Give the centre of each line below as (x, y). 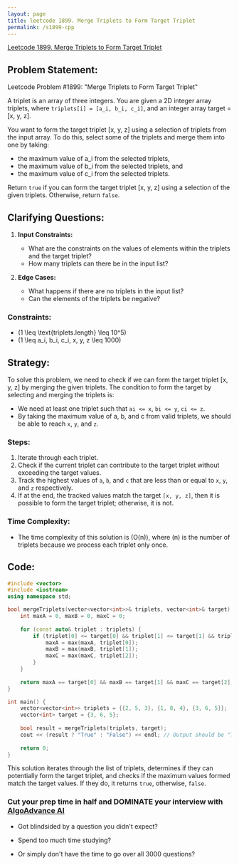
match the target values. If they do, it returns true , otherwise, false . (107, 783)
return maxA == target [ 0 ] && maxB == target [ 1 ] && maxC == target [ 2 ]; (127, 682)
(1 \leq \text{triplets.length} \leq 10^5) (72, 332)
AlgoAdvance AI (36, 811)
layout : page (27, 14)
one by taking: (28, 145)
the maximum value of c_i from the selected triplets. (94, 174)
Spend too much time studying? (64, 840)
